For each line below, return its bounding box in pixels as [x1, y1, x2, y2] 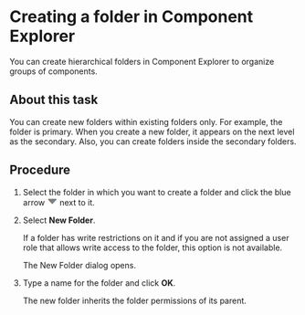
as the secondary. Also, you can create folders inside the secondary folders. [9, 135, 297, 147]
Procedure [9, 163, 71, 178]
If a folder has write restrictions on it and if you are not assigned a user [22, 232, 289, 243]
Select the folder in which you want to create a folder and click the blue [22, 186, 291, 197]
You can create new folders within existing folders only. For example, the [9, 116, 283, 127]
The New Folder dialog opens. [22, 259, 137, 270]
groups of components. [9, 66, 98, 77]
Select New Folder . [22, 215, 96, 226]
